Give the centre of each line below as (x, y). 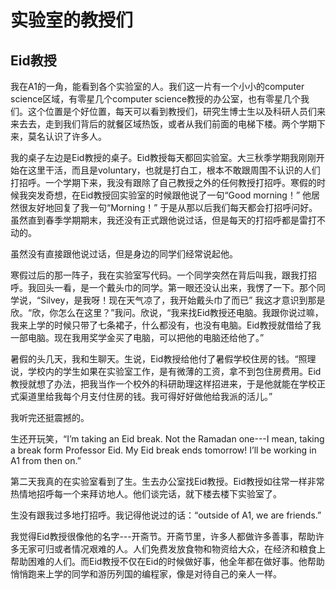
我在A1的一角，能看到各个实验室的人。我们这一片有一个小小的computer (157, 86)
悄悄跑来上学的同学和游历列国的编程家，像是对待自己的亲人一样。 (146, 574)
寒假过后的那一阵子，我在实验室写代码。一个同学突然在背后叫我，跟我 (155, 275)
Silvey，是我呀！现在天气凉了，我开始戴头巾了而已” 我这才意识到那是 (183, 300)
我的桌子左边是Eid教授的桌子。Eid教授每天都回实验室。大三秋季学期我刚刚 (163, 157)
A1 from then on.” (46, 460)
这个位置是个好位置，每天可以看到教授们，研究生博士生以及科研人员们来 (176, 111)
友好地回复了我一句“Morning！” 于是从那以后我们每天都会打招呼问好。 (172, 207)
